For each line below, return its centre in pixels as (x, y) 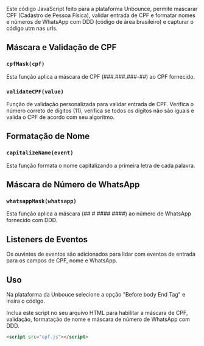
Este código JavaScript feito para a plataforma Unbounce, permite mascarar (102, 9)
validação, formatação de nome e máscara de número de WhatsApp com (98, 319)
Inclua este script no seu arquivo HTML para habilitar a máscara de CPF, (97, 312)
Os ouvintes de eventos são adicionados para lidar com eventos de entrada (101, 254)
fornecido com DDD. (32, 220)
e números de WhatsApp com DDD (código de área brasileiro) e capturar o (100, 22)
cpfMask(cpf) (26, 64)
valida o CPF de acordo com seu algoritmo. (61, 117)
